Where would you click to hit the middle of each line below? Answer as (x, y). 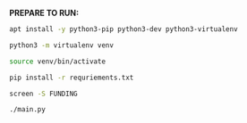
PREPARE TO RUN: (44, 13)
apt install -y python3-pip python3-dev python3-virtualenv (124, 29)
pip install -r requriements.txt (72, 78)
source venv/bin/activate (57, 61)
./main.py (28, 110)
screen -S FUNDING (43, 94)
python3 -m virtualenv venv (62, 45)
